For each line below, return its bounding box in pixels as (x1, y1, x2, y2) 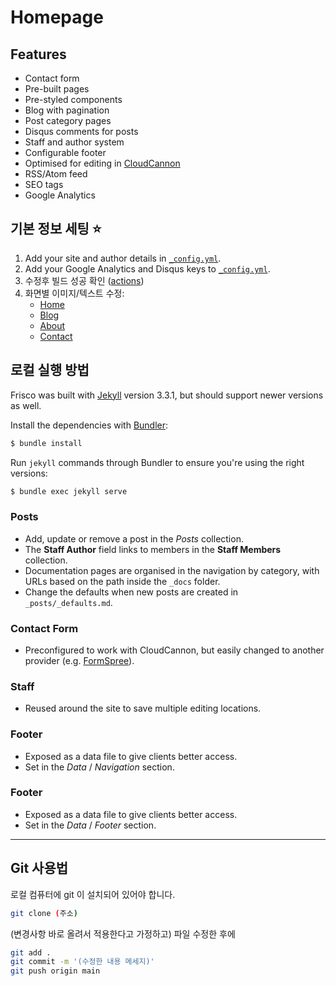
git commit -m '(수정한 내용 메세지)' (10, 957, 155, 967)
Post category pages (24, 115, 112, 126)
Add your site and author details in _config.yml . (24, 252, 222, 264)
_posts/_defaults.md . (24, 596, 113, 608)
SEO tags (24, 179, 64, 190)
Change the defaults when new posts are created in (24, 586, 239, 598)
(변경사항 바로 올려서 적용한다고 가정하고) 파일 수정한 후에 (10, 927, 236, 940)
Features (10, 46, 67, 63)
